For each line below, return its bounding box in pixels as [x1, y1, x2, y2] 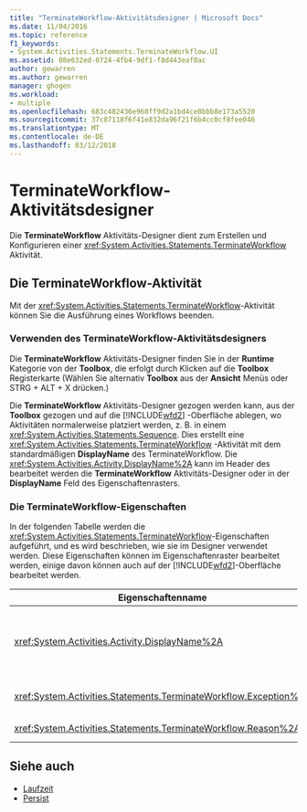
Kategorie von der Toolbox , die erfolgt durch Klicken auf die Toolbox [9, 363, 270, 374]
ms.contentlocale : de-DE [9, 132, 104, 142]
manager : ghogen [9, 81, 71, 90]
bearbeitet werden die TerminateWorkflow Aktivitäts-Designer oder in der [9, 468, 290, 479]
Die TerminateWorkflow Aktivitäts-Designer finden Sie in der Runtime [9, 353, 275, 364]
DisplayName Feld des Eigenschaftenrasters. [9, 477, 181, 489]
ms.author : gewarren [9, 73, 89, 82]
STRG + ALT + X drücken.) [9, 382, 110, 393]
